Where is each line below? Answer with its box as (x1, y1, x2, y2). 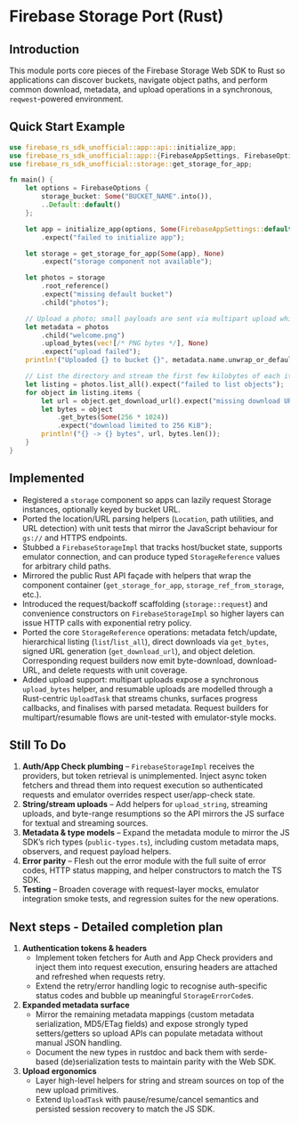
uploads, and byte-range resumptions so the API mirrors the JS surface (21, 808, 285, 820)
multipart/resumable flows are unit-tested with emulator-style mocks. (21, 712, 277, 723)
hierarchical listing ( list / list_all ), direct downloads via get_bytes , (21, 636, 270, 647)
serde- (243, 1047, 269, 1058)
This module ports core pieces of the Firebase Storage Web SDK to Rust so (9, 65, 286, 76)
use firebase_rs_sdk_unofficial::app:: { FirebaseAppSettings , (9, 151, 241, 160)
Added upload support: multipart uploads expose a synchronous (21, 674, 260, 684)
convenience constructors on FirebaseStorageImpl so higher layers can (21, 608, 285, 618)
